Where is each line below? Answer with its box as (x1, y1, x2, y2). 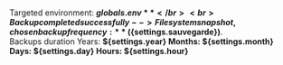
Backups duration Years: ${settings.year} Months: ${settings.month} (9, 36, 274, 47)
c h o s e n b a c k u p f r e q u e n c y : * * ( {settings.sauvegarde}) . (9, 26, 223, 37)
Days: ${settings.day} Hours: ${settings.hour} (9, 46, 189, 56)
